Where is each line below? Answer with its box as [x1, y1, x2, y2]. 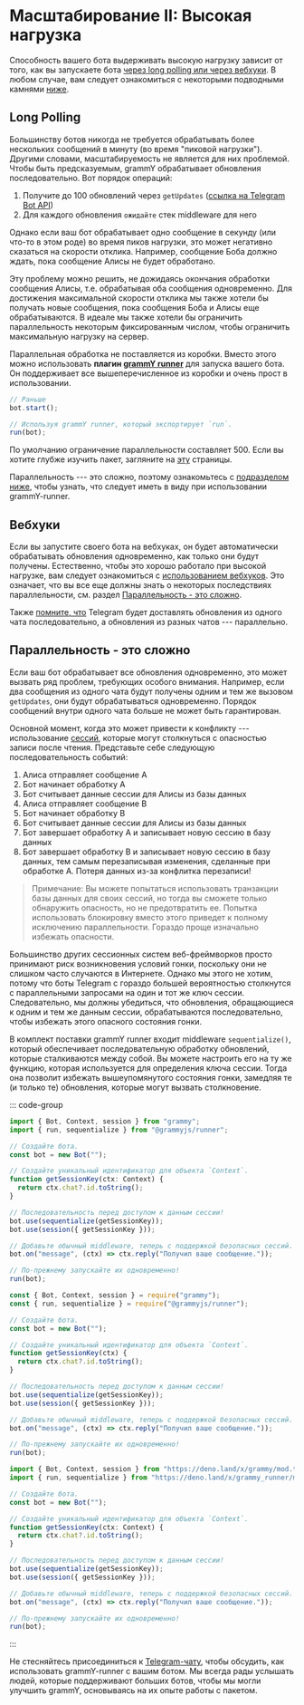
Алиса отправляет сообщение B [22, 798, 147, 809]
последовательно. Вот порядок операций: [9, 172, 173, 183]
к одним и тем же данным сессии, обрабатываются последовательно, [9, 1007, 283, 1017]
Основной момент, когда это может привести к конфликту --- [9, 722, 251, 734]
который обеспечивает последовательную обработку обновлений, [9, 1043, 270, 1054]
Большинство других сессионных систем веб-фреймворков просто [9, 949, 273, 959]
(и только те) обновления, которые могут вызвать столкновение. [9, 1082, 262, 1093]
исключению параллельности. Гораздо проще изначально [31, 921, 260, 932]
